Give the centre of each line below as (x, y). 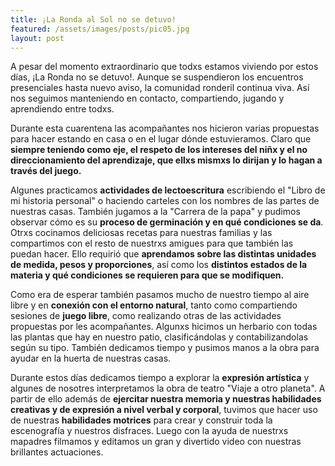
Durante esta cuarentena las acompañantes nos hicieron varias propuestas (165, 128)
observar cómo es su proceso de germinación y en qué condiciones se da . (167, 222)
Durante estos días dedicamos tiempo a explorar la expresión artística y (160, 378)
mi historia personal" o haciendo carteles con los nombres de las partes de (165, 201)
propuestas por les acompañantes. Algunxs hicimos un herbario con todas (164, 327)
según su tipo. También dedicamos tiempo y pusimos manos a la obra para (165, 348)
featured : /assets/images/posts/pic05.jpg (100, 29)
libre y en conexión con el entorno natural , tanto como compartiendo (154, 305)
